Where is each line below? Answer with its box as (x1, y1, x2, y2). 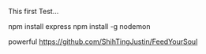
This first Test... (8, 7, 59, 16)
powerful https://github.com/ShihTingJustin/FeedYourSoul (8, 37, 198, 46)
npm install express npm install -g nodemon (8, 22, 151, 31)
